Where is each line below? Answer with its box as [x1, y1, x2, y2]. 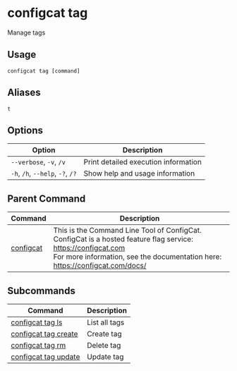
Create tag [87, 329, 122, 339]
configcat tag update [11, 352, 80, 361]
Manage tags [7, 28, 46, 37]
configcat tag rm [11, 341, 66, 350]
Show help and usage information [83, 169, 195, 178]
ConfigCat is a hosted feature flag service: [53, 234, 194, 244]
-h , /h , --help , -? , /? [11, 169, 77, 178]
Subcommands [7, 284, 75, 297]
